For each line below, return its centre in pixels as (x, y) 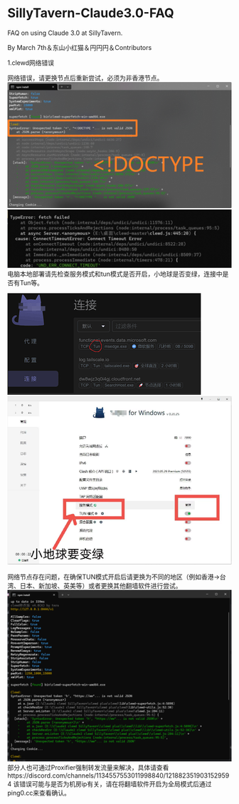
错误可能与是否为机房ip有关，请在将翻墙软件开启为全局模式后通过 (115, 784)
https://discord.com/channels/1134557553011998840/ (86, 775)
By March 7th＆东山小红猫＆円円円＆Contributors (80, 47)
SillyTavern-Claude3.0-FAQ (91, 13)
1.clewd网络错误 (31, 63)
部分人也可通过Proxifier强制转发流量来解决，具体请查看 (88, 767)
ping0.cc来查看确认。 (39, 793)
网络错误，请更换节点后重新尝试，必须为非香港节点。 (85, 78)
